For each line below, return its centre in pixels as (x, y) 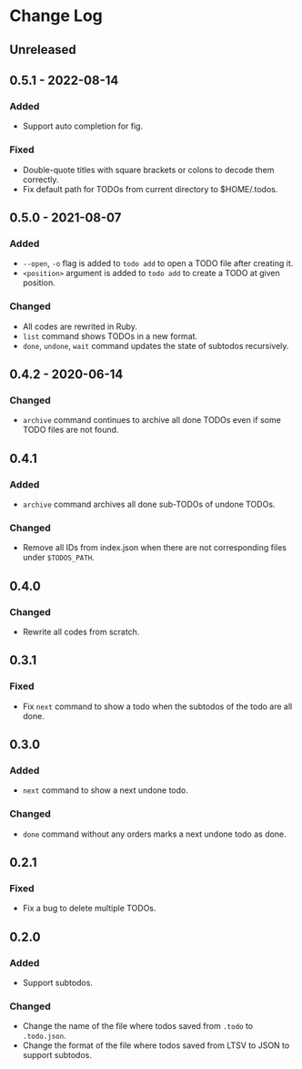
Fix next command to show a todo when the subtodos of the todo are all (157, 706)
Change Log (56, 16)
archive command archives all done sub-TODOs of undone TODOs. (149, 504)
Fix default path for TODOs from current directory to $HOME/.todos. (150, 189)
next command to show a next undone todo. (105, 790)
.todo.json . (44, 1036)
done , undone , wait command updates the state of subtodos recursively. (156, 345)
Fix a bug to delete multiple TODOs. (89, 909)
